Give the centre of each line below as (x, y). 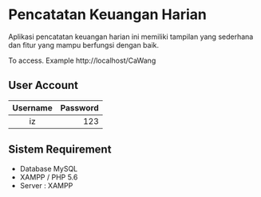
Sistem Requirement (60, 150)
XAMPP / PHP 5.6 (49, 177)
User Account (43, 85)
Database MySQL (49, 168)
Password (79, 107)
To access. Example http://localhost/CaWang (82, 60)
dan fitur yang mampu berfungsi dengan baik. (84, 44)
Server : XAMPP (46, 185)
